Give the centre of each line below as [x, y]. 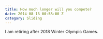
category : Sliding [23, 18]
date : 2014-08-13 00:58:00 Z [34, 14]
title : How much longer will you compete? [48, 9]
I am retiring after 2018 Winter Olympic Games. [52, 32]
